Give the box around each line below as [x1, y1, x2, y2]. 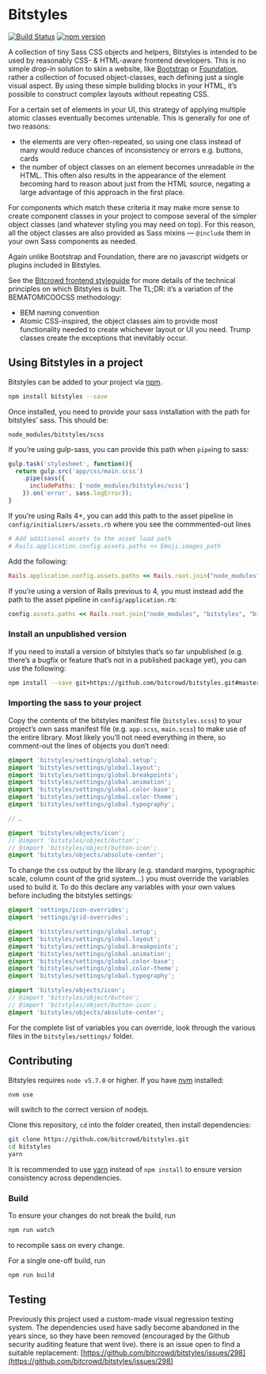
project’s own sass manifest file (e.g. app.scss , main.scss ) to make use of [8, 724, 247, 733]
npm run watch [8, 1227, 55, 1234]
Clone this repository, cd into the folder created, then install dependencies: [8, 1120, 252, 1130]
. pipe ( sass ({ [22, 474, 66, 483]
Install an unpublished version [8, 629, 127, 640]
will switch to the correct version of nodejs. [8, 1104, 149, 1115]
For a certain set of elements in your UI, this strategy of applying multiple [8, 105, 246, 114]
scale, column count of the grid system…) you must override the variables [8, 874, 249, 883]
